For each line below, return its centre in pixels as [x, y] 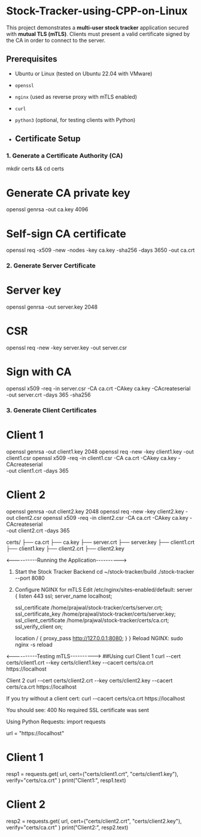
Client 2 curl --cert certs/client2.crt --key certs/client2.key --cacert [89, 680]
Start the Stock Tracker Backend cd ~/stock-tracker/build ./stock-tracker [104, 571]
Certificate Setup [48, 139]
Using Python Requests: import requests [56, 722]
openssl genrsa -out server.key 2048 [52, 307]
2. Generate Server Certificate [51, 266]
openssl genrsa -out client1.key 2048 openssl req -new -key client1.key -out [100, 451]
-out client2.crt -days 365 [38, 530]
